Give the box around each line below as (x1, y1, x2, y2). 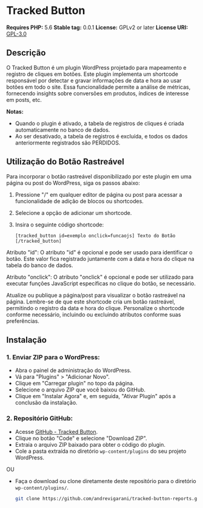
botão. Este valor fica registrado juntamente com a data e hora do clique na (6, 255, 195, 262)
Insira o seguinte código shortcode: (15, 221, 104, 228)
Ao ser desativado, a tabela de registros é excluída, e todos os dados (15, 132, 188, 140)
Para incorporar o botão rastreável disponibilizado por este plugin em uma (6, 172, 192, 180)
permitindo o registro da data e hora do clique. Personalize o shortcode (6, 304, 185, 311)
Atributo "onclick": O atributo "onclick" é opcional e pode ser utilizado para (6, 273, 194, 280)
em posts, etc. (6, 96, 42, 103)
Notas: (6, 107, 24, 115)
